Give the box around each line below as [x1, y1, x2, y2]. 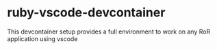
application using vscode [7, 34, 78, 42]
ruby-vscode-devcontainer [7, 5, 166, 21]
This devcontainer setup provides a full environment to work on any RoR [7, 27, 211, 36]
